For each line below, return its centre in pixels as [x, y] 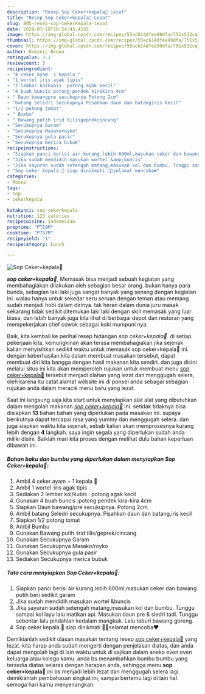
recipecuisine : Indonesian [41, 222]
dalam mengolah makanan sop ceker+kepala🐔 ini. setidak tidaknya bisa [96, 406]
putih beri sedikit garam [45, 595]
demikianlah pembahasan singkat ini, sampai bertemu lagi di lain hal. [93, 678]
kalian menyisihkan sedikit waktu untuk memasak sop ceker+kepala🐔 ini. [98, 349]
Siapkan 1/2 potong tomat [48, 520]
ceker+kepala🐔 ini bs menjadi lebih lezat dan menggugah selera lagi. [93, 671]
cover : [15, 46]
